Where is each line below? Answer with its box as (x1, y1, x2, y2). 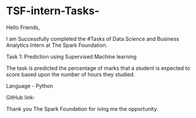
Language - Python (6, 82, 53, 90)
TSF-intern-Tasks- (6, 4, 99, 18)
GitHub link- (6, 94, 36, 101)
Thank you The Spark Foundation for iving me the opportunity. (6, 105, 159, 112)
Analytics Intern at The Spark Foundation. (6, 42, 108, 49)
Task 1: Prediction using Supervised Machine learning (6, 53, 137, 60)
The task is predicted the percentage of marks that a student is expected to (6, 64, 191, 72)
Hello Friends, (6, 24, 40, 31)
